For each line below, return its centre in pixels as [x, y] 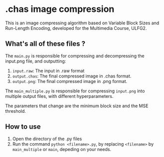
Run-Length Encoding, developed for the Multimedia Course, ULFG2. [76, 28]
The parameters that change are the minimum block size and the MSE [77, 106]
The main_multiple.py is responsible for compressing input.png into [75, 91]
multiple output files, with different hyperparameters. [59, 96]
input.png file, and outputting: [36, 61]
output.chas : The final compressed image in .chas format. [72, 76]
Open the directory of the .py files [47, 139]
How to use [23, 127]
